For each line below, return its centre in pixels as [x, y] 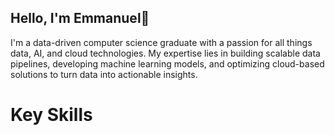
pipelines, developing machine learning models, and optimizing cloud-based [167, 63]
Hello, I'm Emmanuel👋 [80, 18]
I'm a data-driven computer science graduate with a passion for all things [161, 42]
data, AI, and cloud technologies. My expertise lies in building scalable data [165, 53]
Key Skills [51, 115]
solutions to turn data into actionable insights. [104, 74]
